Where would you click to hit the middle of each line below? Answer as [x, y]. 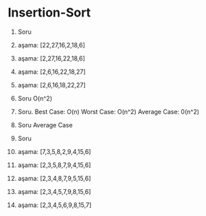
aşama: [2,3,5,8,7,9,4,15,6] [54, 165]
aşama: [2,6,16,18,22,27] [51, 85]
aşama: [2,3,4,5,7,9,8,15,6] [54, 191]
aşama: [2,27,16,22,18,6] [51, 58]
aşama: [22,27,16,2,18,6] [51, 45]
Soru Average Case [45, 125]
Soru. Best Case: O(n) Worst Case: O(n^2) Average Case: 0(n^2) [108, 111]
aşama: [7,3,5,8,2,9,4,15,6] [54, 151]
